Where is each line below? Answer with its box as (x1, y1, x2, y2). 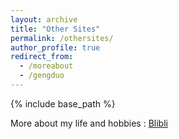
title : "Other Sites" (10, 24, 101, 34)
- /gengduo (19, 71, 65, 81)
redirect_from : (10, 52, 74, 62)
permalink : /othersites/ (10, 33, 114, 43)
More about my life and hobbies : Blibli (10, 117, 168, 129)
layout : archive (10, 14, 78, 25)
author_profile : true (10, 42, 101, 53)
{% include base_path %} (10, 97, 116, 110)
